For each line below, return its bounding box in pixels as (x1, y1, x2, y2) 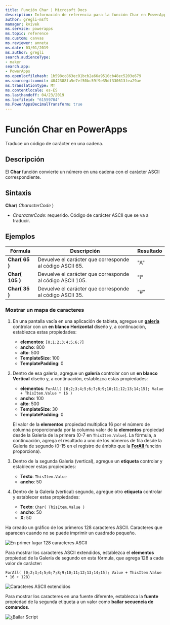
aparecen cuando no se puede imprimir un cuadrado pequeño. (5, 530, 136, 536)
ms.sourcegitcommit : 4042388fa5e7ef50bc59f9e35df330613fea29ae (5, 78, 142, 83)
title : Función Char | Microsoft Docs (5, 7, 87, 13)
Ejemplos (5, 232, 35, 241)
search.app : (5, 64, 30, 69)
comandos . (5, 604, 29, 610)
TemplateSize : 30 (20, 406, 58, 412)
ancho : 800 (20, 344, 45, 350)
